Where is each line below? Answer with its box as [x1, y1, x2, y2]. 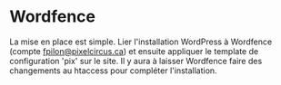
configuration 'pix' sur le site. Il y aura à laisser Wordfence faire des [9, 55, 263, 66]
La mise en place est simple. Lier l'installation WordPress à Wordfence [9, 36, 273, 47]
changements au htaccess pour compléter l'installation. [9, 65, 217, 76]
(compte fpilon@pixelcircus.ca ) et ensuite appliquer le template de [9, 45, 259, 56]
